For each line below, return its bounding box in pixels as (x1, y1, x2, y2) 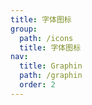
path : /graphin (19, 71, 83, 81)
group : (10, 24, 38, 34)
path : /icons (19, 33, 74, 43)
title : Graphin (19, 61, 83, 71)
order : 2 (19, 80, 56, 90)
